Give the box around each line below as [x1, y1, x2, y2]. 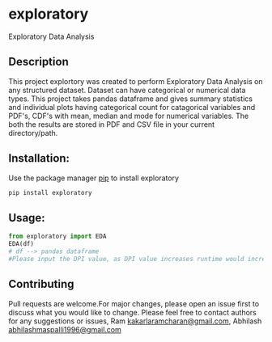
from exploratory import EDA [8, 232, 107, 241]
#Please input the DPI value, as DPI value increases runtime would [8, 255, 244, 263]
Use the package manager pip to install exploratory [8, 173, 180, 183]
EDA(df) [8, 240, 35, 248]
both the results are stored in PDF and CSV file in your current [8, 119, 215, 129]
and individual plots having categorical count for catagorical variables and [8, 102, 256, 112]
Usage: [8, 211, 46, 225]
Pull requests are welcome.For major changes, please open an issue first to [8, 298, 260, 308]
